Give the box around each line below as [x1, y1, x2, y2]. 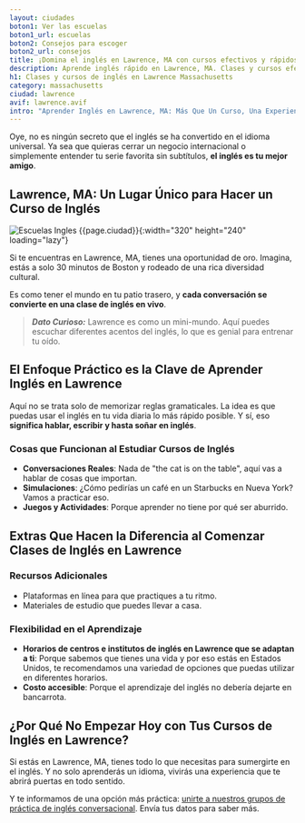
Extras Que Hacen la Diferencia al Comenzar [9, 528, 265, 544]
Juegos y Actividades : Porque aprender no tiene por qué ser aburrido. [22, 502, 289, 513]
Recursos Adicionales [9, 569, 108, 582]
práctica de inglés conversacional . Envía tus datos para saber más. [9, 802, 261, 814]
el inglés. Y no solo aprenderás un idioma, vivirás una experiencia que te [9, 766, 281, 777]
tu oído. [31, 336, 61, 346]
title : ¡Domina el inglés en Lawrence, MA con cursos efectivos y [9, 55, 266, 65]
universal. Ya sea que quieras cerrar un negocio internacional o [9, 141, 247, 152]
